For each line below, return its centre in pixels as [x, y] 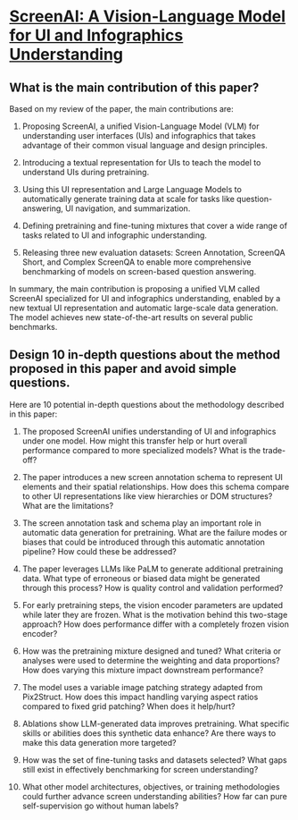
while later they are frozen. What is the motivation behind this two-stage [155, 614]
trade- [274, 450]
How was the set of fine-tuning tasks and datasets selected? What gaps [154, 760]
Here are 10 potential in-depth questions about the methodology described [147, 404]
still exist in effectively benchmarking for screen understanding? [140, 769]
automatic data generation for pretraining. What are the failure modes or [155, 532]
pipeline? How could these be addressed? [99, 551]
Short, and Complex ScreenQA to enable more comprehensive [137, 262]
